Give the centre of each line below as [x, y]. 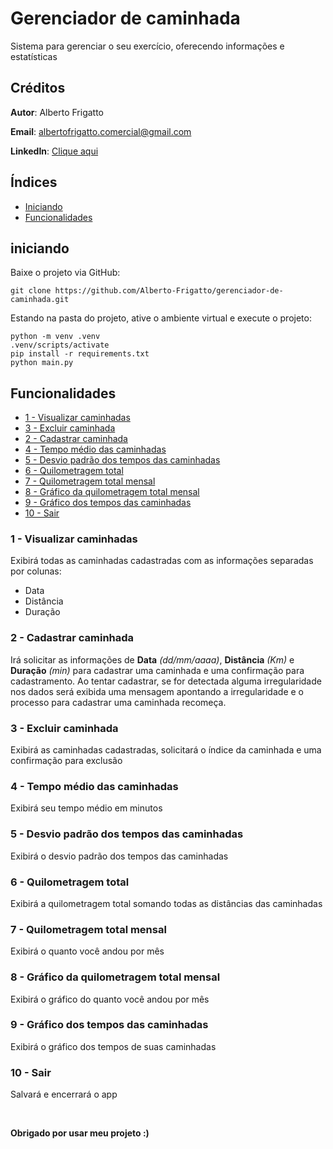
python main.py [42, 363]
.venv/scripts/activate [60, 345]
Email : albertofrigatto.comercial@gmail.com [101, 131]
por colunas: [36, 571]
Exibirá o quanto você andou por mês [87, 951]
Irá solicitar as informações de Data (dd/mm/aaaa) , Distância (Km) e [152, 659]
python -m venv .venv [55, 337]
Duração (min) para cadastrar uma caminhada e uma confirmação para [157, 670]
